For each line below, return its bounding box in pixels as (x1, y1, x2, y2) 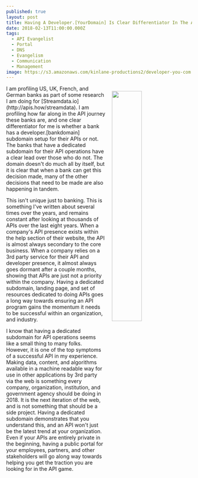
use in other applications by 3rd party (6, 371, 97, 378)
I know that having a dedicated (6, 328, 81, 335)
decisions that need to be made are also (6, 179, 104, 186)
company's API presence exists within (6, 228, 99, 235)
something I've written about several (6, 203, 95, 210)
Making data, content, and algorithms (6, 359, 97, 366)
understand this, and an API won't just (6, 421, 99, 428)
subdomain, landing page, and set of (6, 284, 95, 292)
